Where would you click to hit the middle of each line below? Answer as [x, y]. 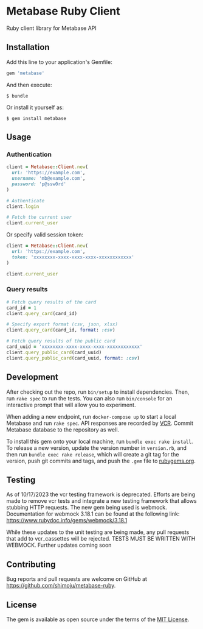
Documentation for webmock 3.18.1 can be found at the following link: [93, 514]
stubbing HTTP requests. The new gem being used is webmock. [87, 508]
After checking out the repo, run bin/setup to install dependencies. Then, [98, 392]
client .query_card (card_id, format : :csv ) [61, 330]
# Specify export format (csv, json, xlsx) [62, 324]
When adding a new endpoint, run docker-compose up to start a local [91, 416]
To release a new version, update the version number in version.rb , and [97, 448]
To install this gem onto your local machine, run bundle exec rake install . [100, 441]
